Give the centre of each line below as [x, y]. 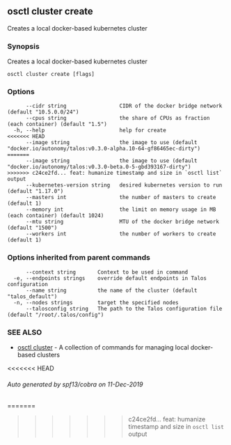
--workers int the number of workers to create [121, 234]
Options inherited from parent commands [79, 258]
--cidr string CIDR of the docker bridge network [124, 106]
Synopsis [23, 46]
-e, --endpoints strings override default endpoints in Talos [110, 278]
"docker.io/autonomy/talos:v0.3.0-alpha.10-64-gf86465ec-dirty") [104, 149]
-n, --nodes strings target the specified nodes [96, 302]
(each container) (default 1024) [56, 216]
